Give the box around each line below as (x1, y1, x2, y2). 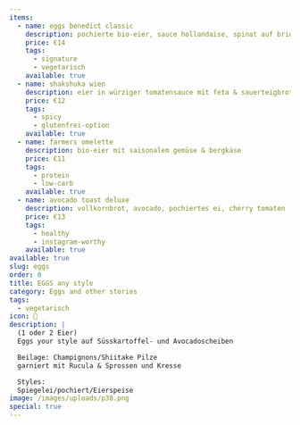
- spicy (32, 112, 62, 121)
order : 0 (9, 271, 42, 279)
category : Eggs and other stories (9, 287, 138, 296)
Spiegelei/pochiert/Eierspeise (17, 386, 134, 395)
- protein (32, 171, 70, 179)
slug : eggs (9, 262, 50, 271)
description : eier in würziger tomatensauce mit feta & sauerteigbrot (25, 87, 294, 96)
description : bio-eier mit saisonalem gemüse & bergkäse (25, 146, 242, 154)
